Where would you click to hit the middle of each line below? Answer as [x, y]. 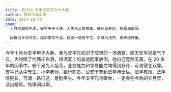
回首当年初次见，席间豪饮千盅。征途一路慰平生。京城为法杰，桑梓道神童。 [76, 38]
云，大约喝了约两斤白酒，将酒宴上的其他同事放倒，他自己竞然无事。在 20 [82, 59]
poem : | [13, 24]
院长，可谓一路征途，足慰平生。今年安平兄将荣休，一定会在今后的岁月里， [88, 78]
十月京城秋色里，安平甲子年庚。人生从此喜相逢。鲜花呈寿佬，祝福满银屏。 [76, 29]
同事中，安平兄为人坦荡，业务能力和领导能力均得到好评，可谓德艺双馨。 [90, 65]
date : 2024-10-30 [24, 19]
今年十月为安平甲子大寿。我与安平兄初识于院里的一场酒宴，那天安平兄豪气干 [85, 53]
